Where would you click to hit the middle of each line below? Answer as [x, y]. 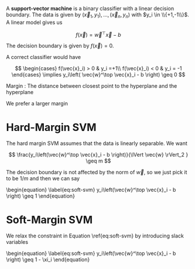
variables [17, 242]
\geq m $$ [98, 161]
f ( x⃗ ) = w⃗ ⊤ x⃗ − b [98, 34]
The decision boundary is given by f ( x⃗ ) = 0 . [60, 46]
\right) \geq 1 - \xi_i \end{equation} [48, 260]
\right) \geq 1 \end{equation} [40, 196]
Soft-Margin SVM [49, 220]
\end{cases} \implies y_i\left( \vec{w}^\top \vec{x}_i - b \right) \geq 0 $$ [98, 75]
